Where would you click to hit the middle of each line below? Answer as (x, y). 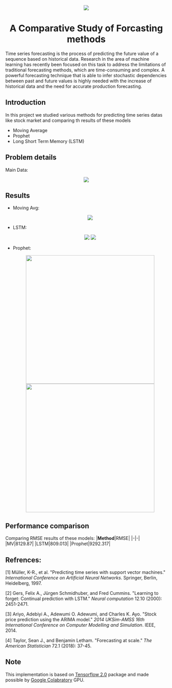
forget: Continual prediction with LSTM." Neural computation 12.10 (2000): (84, 599)
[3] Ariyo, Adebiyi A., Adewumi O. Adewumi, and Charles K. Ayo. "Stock (81, 614)
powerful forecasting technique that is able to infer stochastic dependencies (86, 75)
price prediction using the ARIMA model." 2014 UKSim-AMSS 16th (75, 619)
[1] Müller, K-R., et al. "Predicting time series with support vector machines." (85, 572)
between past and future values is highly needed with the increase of (79, 81)
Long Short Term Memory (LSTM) (49, 141)
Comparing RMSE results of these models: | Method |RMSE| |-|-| (73, 538)
